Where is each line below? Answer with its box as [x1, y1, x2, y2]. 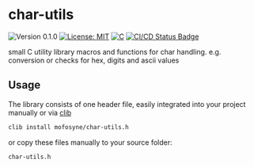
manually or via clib [8, 108, 72, 117]
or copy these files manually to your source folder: [8, 137, 172, 147]
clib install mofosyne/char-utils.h [8, 123, 129, 131]
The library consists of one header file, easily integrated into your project [8, 99, 246, 108]
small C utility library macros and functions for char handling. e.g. [8, 47, 222, 56]
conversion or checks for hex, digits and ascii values [8, 55, 180, 65]
